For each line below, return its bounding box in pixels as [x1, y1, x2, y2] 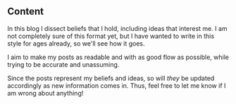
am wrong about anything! [7, 89, 84, 97]
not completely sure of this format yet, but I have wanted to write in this [7, 32, 215, 40]
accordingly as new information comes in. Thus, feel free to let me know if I [7, 81, 226, 90]
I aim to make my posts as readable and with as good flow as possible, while [7, 53, 229, 61]
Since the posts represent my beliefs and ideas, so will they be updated [7, 74, 215, 82]
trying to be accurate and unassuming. [7, 60, 120, 69]
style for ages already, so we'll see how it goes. [7, 39, 146, 48]
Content [7, 6, 44, 18]
